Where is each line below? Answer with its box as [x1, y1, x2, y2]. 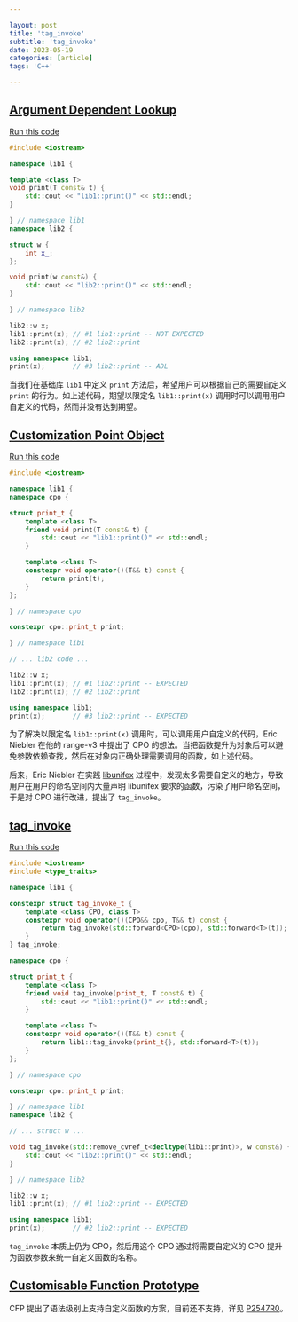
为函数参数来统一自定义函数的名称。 [9, 1252, 142, 1263]
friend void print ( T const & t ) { [25, 525, 149, 534]
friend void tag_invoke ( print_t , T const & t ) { [25, 988, 204, 998]
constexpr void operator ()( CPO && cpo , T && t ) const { [25, 916, 228, 925]
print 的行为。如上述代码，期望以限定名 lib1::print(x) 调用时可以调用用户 [9, 390, 286, 401]
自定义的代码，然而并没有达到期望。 [9, 401, 142, 413]
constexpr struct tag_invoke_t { [9, 899, 133, 908]
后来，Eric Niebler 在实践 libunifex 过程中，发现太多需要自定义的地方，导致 [9, 769, 284, 781]
